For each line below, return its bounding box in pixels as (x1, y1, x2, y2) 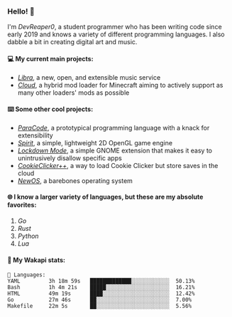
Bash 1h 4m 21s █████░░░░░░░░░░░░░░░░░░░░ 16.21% (7, 284, 195, 291)
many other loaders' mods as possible (17, 88, 130, 97)
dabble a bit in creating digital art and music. (7, 38, 138, 46)
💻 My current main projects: (7, 54, 94, 63)
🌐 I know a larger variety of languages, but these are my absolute (7, 192, 204, 202)
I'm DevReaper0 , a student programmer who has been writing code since (7, 23, 222, 31)
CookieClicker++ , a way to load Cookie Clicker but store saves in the (17, 161, 219, 170)
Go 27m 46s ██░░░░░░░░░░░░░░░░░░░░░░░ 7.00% (7, 296, 192, 303)
